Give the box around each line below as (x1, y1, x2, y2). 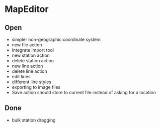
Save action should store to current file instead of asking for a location (11, 90, 156, 95)
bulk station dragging (11, 117, 56, 123)
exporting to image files (11, 84, 61, 90)
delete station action (11, 58, 54, 63)
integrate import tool (11, 47, 54, 53)
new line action (11, 63, 43, 69)
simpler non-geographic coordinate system (11, 36, 101, 42)
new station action (11, 52, 50, 58)
